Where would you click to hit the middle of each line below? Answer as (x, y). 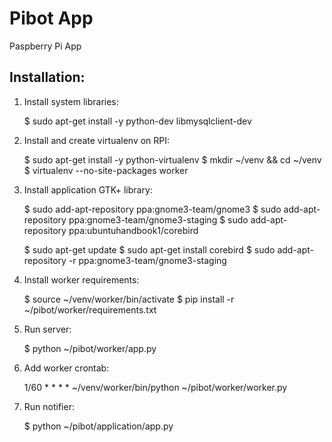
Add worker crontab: (66, 368)
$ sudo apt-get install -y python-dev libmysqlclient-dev (137, 121)
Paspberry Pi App (45, 46)
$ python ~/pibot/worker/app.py (90, 348)
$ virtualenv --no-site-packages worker (106, 170)
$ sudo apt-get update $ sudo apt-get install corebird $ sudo (149, 249)
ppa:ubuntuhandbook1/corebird (133, 230)
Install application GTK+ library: (88, 189)
